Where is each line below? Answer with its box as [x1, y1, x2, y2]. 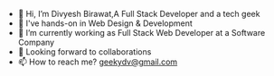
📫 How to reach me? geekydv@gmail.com [17, 56, 178, 67]
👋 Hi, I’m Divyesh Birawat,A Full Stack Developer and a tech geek [17, 9, 260, 19]
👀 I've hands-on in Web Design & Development [17, 18, 193, 29]
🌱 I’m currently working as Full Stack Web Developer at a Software [17, 28, 266, 38]
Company [17, 37, 55, 47]
